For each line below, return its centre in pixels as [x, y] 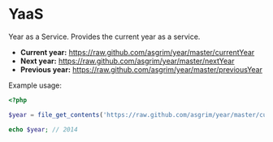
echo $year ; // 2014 [43, 129]
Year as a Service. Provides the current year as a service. [104, 37]
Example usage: [35, 85]
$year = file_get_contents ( [56, 114]
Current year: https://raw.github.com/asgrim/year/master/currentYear [137, 52]
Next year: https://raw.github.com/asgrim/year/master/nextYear [127, 61]
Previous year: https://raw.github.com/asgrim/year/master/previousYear [141, 69]
